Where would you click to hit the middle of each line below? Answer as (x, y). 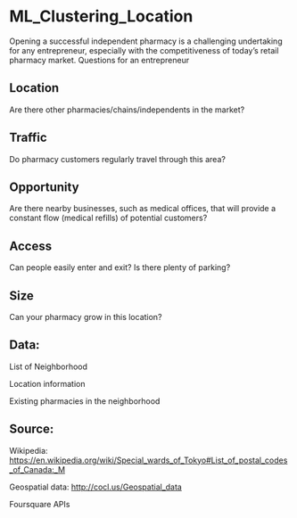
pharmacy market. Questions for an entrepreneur (99, 60)
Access (30, 246)
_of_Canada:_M (37, 469)
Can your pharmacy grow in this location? (86, 317)
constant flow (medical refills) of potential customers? (108, 218)
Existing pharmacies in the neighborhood (85, 401)
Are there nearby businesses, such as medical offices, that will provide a (143, 209)
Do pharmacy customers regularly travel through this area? (117, 159)
